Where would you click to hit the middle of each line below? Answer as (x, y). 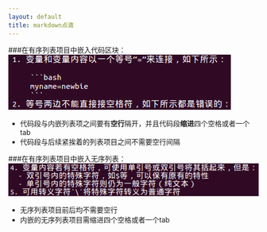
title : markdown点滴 (41, 25)
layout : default (35, 17)
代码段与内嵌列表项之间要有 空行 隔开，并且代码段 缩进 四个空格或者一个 (135, 123)
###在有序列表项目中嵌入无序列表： (67, 158)
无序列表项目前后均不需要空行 (68, 210)
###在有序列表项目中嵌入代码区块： (67, 50)
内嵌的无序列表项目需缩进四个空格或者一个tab (95, 219)
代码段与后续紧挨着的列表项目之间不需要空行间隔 (100, 141)
